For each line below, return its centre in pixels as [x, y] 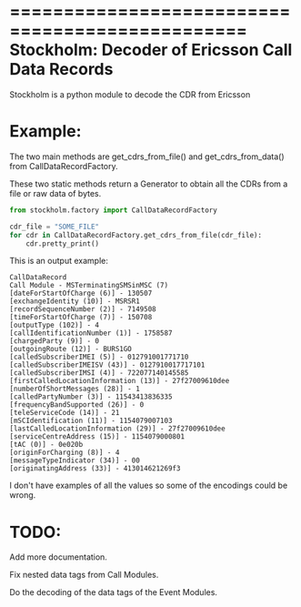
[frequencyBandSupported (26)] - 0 [77, 405]
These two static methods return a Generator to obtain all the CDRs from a [149, 184]
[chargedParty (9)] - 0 [55, 341]
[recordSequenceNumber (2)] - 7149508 [83, 309]
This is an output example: [59, 261]
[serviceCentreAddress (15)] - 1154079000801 [97, 437]
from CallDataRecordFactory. [64, 166]
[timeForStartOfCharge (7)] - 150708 [81, 318]
